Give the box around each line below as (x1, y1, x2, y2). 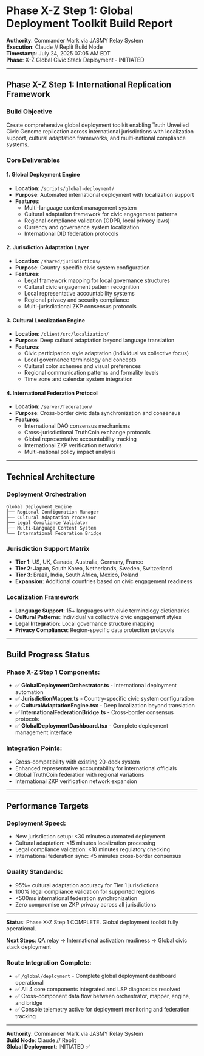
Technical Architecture (6, 472, 95, 482)
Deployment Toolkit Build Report (6, 16, 173, 30)
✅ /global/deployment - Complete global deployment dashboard (15, 972, 177, 979)
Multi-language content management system (24, 204, 137, 211)
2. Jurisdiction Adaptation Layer (6, 244, 89, 251)
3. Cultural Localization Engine (6, 316, 86, 324)
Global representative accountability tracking (24, 435, 137, 442)
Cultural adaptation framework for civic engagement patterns (24, 210, 178, 218)
